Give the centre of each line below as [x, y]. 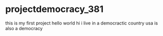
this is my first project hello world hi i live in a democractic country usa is [81, 23]
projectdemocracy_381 [55, 9]
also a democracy [24, 28]
